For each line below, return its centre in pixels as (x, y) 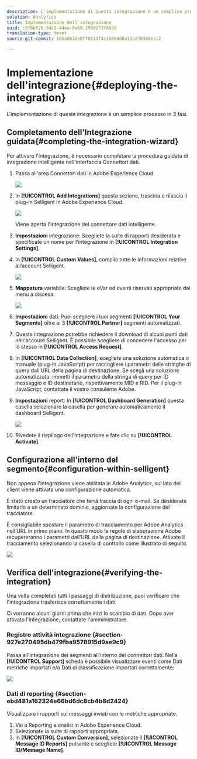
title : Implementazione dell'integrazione (59, 22)
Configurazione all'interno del (63, 460)
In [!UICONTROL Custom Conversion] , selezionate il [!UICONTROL (96, 737)
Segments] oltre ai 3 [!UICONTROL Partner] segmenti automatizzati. (98, 322)
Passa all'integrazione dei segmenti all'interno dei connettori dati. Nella (92, 655)
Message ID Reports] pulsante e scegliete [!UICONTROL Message (96, 743)
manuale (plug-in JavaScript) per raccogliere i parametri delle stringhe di (103, 364)
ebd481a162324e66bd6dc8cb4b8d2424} (68, 701)
